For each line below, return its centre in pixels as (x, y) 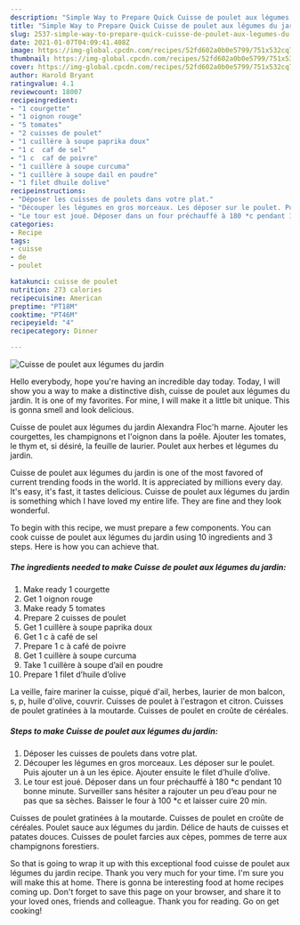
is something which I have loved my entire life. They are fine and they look (146, 501)
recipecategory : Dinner (54, 331)
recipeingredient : (44, 100)
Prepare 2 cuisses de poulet (75, 617)
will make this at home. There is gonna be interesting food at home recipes (147, 882)
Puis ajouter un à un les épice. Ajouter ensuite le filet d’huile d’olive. (146, 772)
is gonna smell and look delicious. (72, 410)
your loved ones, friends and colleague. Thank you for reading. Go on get (145, 901)
